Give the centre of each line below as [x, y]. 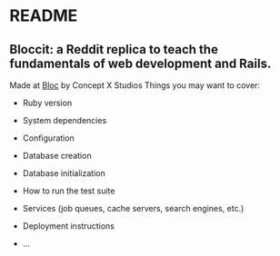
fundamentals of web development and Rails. [140, 63]
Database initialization [64, 173]
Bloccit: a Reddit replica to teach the [114, 49]
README [44, 16]
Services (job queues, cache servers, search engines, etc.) [133, 208]
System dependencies [65, 120]
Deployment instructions [69, 226]
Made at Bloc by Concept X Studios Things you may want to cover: [135, 85]
